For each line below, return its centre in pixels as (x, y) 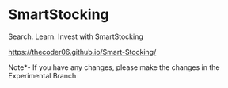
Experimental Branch (42, 75)
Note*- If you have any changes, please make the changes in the (114, 67)
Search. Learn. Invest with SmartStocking (76, 36)
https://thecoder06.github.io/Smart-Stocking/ (82, 52)
